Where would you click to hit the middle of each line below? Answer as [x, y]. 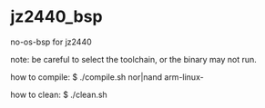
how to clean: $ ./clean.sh [59, 94]
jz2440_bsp [56, 17]
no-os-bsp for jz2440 [51, 42]
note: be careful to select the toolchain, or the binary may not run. [134, 59]
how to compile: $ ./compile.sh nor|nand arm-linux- [107, 77]
